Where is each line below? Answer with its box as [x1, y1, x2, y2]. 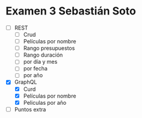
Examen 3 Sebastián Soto [5, 4, 137, 18]
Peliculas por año [23, 99, 67, 106]
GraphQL [14, 78, 37, 85]
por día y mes [23, 58, 58, 66]
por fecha [23, 65, 48, 72]
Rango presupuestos [23, 45, 75, 52]
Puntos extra [14, 105, 46, 113]
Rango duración [23, 51, 63, 58]
